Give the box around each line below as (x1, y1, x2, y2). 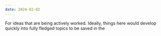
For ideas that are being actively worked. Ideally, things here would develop (5, 20, 157, 26)
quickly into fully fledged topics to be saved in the (5, 25, 105, 31)
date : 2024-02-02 (5, 7, 40, 12)
